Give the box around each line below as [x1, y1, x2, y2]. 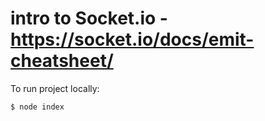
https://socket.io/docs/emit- [10, 28, 255, 51]
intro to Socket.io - [10, 7, 168, 30]
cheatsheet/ [10, 50, 114, 72]
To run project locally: [10, 82, 100, 94]
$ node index [10, 102, 65, 112]
